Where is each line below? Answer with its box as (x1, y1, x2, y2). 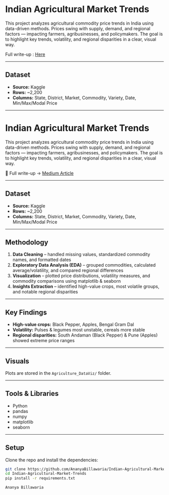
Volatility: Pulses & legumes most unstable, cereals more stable (12, 327, 145, 333)
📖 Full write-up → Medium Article (5, 170, 74, 176)
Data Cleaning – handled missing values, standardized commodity (12, 252, 150, 258)
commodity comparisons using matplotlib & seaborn (12, 278, 121, 284)
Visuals (5, 357, 29, 365)
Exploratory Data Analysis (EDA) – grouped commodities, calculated (12, 262, 156, 268)
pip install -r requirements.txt (5, 476, 75, 481)
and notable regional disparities (12, 289, 78, 295)
